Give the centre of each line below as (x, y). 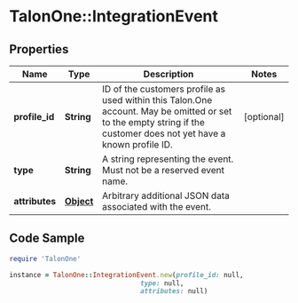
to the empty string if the (153, 122)
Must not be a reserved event (163, 170)
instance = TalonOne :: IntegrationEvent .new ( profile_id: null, (126, 275)
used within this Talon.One (157, 100)
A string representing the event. (168, 159)
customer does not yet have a (164, 133)
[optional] (264, 117)
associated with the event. (156, 207)
